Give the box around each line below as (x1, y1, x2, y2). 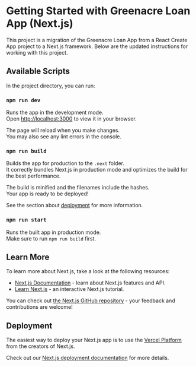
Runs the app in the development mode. (6, 109, 104, 116)
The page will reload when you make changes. (6, 126, 120, 134)
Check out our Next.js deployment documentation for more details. (6, 355, 169, 362)
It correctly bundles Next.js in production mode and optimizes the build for (6, 166, 188, 173)
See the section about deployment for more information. (6, 202, 143, 209)
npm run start (6, 217, 47, 223)
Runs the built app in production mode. (6, 229, 101, 236)
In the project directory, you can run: (6, 82, 95, 89)
